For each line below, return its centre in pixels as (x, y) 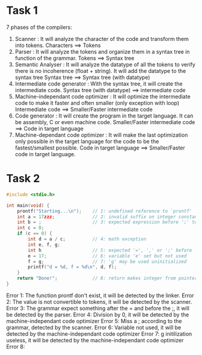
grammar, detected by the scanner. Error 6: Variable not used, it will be (94, 327)
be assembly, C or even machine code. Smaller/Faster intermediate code (105, 122)
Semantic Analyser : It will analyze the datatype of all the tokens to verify (105, 64)
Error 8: (16, 347)
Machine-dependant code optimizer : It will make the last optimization (101, 135)
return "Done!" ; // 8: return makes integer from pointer (107, 278)
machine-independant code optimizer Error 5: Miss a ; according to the (94, 321)
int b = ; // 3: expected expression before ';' (103, 222)
